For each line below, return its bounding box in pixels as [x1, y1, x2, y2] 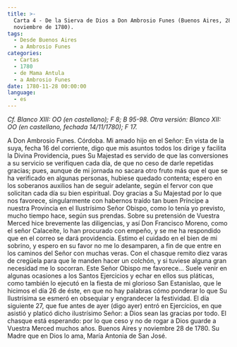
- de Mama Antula [13, 69, 65, 76]
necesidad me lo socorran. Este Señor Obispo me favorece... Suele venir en [7, 264, 228, 272]
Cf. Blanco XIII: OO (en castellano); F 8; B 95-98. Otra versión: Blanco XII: [7, 115, 221, 124]
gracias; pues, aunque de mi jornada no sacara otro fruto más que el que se [7, 167, 228, 175]
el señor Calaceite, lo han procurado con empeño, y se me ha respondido [7, 227, 221, 235]
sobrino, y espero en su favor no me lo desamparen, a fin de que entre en [7, 242, 221, 249]
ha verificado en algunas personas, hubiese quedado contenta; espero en [7, 174, 222, 182]
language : [7, 89, 37, 96]
